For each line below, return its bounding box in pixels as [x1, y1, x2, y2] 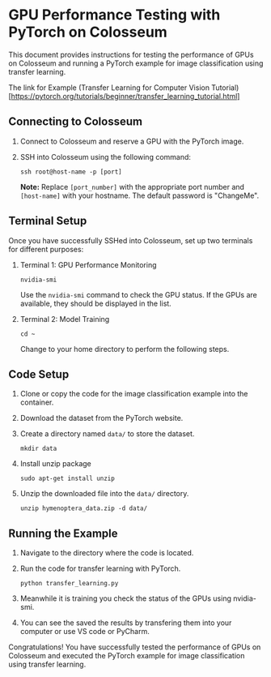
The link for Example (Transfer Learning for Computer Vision [8, 83, 210, 92]
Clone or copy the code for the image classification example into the [19, 389, 248, 399]
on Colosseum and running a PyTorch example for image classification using [8, 58, 264, 68]
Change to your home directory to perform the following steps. [19, 344, 230, 353]
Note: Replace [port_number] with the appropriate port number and [19, 182, 245, 191]
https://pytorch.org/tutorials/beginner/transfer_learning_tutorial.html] [11, 91, 240, 101]
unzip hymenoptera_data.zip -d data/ [19, 504, 148, 512]
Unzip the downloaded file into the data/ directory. [19, 489, 189, 499]
